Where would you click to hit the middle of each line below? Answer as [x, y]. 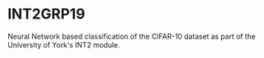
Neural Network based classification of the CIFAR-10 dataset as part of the [132, 36]
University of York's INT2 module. [64, 44]
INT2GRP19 [46, 14]
